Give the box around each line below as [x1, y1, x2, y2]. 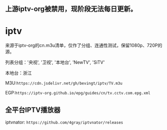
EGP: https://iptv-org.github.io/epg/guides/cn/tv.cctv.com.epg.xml [5, 90, 151, 96]
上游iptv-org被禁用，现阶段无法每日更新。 [5, 5, 137, 14]
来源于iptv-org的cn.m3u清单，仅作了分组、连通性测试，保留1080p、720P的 [5, 42, 162, 49]
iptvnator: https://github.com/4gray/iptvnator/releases [5, 119, 123, 125]
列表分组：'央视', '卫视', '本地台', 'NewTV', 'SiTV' [5, 59, 105, 65]
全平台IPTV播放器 [5, 105, 61, 114]
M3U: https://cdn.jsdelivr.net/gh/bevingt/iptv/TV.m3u [5, 80, 123, 86]
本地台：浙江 [5, 70, 32, 76]
